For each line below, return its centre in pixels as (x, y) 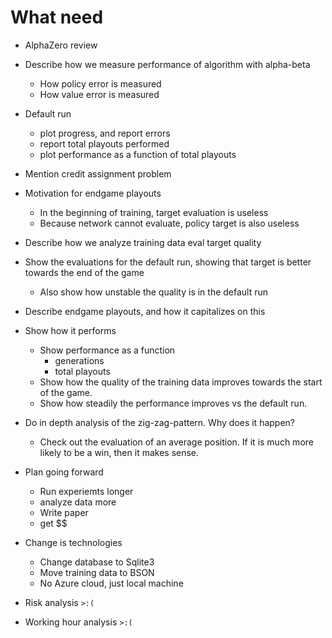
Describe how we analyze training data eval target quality (143, 242)
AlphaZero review (61, 45)
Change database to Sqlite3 (97, 562)
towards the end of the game (84, 272)
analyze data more (78, 502)
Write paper (64, 512)
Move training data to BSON (97, 572)
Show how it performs (70, 330)
